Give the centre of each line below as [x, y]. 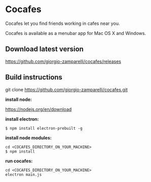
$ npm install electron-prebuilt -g [44, 128]
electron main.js [24, 174]
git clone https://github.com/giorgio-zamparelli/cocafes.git [66, 89]
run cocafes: [19, 161]
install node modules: [28, 137]
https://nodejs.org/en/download [39, 109]
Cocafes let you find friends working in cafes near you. [63, 23]
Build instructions [34, 77]
